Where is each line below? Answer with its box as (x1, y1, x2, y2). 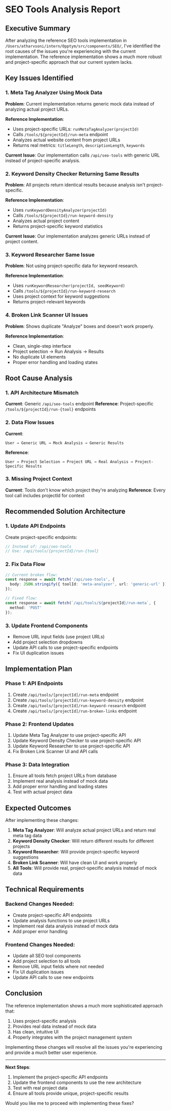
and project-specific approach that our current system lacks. (5, 59, 133, 65)
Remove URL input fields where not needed (12, 963, 104, 969)
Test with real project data (12, 1084, 68, 1091)
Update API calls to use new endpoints (12, 974, 94, 980)
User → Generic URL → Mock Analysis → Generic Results (5, 440, 124, 446)
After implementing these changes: (5, 817, 79, 823)
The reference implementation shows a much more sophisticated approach (5, 1002, 163, 1009)
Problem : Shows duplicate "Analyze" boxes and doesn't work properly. (5, 323, 154, 329)
